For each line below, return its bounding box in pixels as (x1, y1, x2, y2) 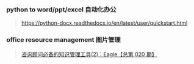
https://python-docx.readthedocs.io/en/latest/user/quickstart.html (21, 19, 188, 27)
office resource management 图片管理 (6, 36, 121, 44)
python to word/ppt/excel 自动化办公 (6, 5, 117, 13)
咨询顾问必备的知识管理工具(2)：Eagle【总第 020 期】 (21, 50, 157, 58)
